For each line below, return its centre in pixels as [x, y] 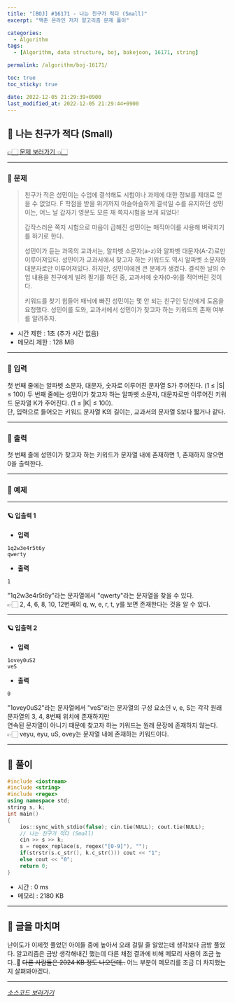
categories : [24, 33]
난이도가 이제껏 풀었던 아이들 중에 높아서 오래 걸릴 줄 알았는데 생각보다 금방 [110, 945]
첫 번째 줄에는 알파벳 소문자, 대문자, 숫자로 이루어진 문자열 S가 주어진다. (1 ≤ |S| [116, 385]
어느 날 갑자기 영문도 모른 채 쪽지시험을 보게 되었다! [109, 213]
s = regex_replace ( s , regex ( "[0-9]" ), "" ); [84, 847]
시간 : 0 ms [33, 887]
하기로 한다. [48, 236]
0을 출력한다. [25, 464]
